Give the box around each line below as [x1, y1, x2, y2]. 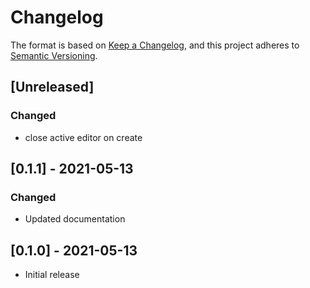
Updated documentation [24, 213, 126, 225]
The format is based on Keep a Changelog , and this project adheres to [10, 39, 300, 51]
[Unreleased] [10, 79, 95, 96]
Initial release [24, 269, 80, 281]
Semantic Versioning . [10, 49, 98, 61]
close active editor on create [24, 131, 143, 143]
